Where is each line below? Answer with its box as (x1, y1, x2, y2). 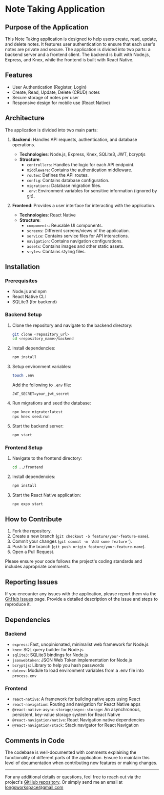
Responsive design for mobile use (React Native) (12, 100, 111, 106)
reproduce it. (5, 601, 31, 607)
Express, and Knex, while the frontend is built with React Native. (5, 57, 134, 62)
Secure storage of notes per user (12, 94, 79, 100)
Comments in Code (5, 736, 65, 744)
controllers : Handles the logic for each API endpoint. (26, 161, 135, 167)
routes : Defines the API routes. (26, 172, 89, 178)
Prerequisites (5, 277, 38, 284)
